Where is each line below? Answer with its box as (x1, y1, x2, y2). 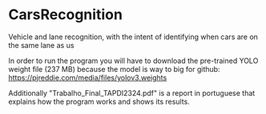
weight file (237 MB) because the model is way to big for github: (8, 64, 220, 73)
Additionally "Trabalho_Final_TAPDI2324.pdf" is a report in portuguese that (8, 88, 256, 97)
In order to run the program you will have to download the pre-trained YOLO (8, 56, 259, 65)
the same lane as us (8, 40, 75, 49)
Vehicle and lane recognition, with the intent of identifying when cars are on (8, 32, 259, 41)
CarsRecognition (8, 6, 123, 24)
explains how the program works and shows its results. (8, 96, 190, 106)
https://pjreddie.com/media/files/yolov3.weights (8, 73, 167, 82)
